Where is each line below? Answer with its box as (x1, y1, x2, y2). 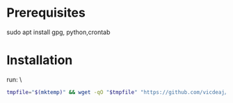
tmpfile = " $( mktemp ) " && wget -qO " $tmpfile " (6, 88, 138, 95)
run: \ (6, 75, 22, 84)
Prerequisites (6, 5, 86, 21)
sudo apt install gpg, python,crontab (6, 28, 111, 36)
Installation (6, 52, 73, 68)
